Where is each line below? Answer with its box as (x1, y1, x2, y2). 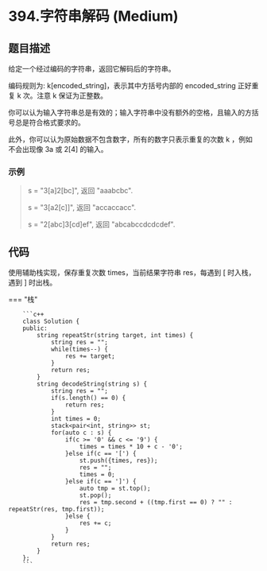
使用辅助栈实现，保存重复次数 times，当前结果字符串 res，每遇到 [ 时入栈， (8, 268, 256, 278)
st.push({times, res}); (79, 456, 158, 465)
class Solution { (22, 317, 80, 326)
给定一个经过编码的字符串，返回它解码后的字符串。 (8, 64, 176, 73)
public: (22, 324, 48, 332)
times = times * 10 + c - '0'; (79, 443, 183, 451)
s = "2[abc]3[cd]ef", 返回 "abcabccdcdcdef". (27, 219, 176, 229)
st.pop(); (79, 491, 112, 499)
